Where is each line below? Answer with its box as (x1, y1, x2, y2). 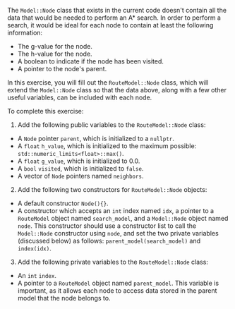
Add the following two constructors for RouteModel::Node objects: (17, 186, 207, 193)
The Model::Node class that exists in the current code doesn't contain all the (7, 6, 227, 14)
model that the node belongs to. (17, 294, 111, 302)
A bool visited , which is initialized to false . (17, 164, 144, 172)
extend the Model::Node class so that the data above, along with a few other (7, 86, 227, 94)
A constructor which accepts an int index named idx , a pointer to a (17, 207, 214, 214)
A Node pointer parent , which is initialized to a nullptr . (17, 134, 175, 143)
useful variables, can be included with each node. (7, 93, 152, 102)
